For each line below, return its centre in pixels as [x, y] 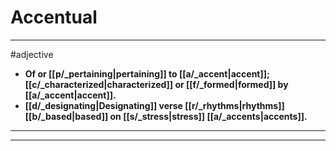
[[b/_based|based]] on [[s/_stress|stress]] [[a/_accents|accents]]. [166, 116]
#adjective [32, 54]
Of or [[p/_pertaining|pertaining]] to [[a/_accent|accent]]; [147, 73]
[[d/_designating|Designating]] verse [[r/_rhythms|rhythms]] [154, 105]
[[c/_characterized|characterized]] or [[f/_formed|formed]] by [156, 84]
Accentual [54, 17]
